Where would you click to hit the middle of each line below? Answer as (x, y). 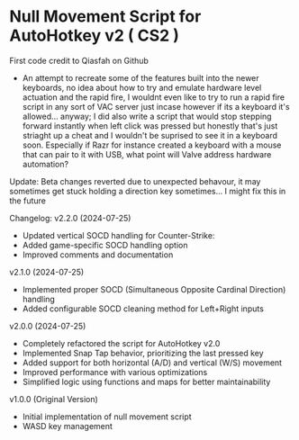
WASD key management (67, 426)
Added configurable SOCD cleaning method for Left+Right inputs (143, 309)
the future (28, 201)
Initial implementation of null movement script (107, 417)
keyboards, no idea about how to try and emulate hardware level (142, 87)
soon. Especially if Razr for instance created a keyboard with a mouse (152, 145)
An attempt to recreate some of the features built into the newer (140, 77)
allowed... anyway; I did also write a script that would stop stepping (147, 116)
